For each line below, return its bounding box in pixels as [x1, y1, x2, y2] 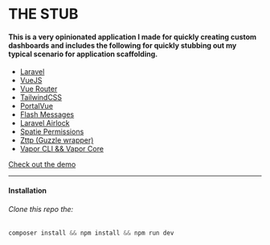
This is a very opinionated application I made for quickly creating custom [8, 31, 257, 41]
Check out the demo [8, 160, 76, 169]
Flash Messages [19, 110, 75, 119]
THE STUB [8, 5, 79, 23]
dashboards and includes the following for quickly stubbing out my [8, 40, 237, 50]
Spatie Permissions [19, 127, 84, 137]
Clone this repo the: [8, 204, 74, 214]
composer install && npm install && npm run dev [8, 229, 174, 238]
